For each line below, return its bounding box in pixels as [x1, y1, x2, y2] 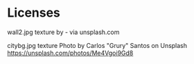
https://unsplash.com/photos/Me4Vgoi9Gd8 [7, 49, 134, 57]
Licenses [7, 5, 61, 21]
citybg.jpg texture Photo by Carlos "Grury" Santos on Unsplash [7, 41, 188, 49]
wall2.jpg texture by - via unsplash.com [7, 28, 120, 36]
